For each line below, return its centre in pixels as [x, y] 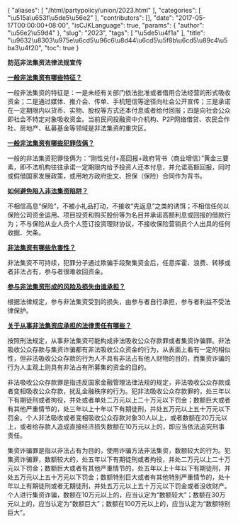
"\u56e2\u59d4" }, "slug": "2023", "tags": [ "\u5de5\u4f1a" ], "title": [106, 33]
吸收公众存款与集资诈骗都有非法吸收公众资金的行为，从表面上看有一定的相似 [119, 349]
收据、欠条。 [26, 232]
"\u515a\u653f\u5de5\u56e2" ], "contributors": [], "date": [91, 18]
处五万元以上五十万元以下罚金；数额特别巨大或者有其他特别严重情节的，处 [116, 477]
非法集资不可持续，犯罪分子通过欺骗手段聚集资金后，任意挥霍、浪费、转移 [116, 263]
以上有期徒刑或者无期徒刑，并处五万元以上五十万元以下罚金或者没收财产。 [122, 486]
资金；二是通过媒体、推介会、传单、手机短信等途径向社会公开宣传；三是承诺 [119, 101]
